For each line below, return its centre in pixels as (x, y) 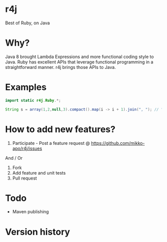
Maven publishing (31, 212)
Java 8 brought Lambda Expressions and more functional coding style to (80, 57)
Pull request (25, 178)
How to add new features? (60, 129)
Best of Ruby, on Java (28, 23)
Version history (38, 232)
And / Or (14, 158)
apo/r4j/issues (27, 148)
